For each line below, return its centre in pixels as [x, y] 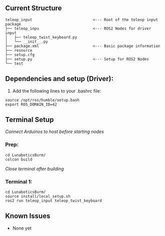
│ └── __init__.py [27, 41]
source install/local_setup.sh [38, 196]
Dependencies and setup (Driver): [59, 79]
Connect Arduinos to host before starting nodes [55, 131]
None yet [22, 228]
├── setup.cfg [20, 54]
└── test [14, 63]
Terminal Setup [30, 120]
